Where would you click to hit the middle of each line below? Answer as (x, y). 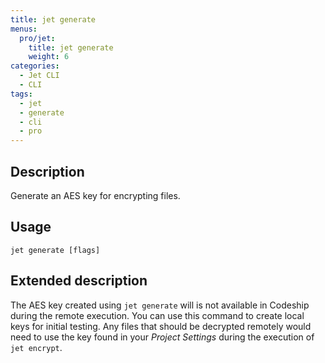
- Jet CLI (39, 76)
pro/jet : (37, 38)
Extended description (79, 281)
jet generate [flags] (55, 250)
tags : (21, 94)
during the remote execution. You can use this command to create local (157, 315)
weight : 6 (49, 57)
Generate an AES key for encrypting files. (95, 195)
